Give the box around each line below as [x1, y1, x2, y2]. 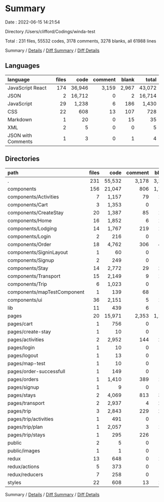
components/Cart [7, 201, 48, 208]
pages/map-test [7, 360, 45, 367]
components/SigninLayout [7, 249, 68, 255]
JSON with [7, 132, 32, 139]
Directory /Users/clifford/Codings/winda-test [5, 28, 96, 34]
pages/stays [7, 392, 36, 398]
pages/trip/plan [7, 423, 43, 430]
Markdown [7, 116, 32, 123]
